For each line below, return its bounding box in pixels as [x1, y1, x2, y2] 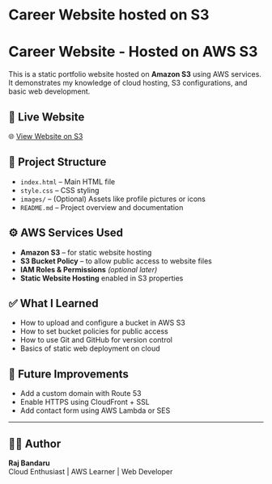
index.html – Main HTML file [19, 176, 116, 187]
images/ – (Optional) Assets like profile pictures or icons [19, 194, 206, 204]
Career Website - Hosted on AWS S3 [8, 43, 258, 61]
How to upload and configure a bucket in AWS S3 [19, 318, 186, 328]
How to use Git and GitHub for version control [19, 335, 172, 345]
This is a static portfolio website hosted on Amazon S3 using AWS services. [8, 69, 261, 79]
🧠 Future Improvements [8, 367, 130, 381]
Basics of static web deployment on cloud [19, 343, 160, 353]
